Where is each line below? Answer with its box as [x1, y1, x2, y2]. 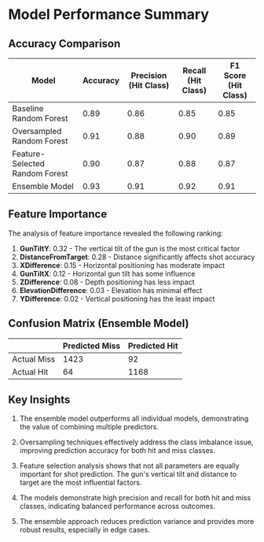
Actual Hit [12, 366, 49, 377]
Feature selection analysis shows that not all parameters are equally [19, 461, 240, 470]
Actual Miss [12, 353, 56, 364]
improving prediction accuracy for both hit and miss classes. [19, 446, 216, 455]
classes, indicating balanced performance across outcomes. [19, 502, 216, 511]
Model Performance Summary [8, 6, 210, 24]
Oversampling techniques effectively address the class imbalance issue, [19, 437, 254, 447]
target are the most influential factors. [19, 478, 142, 488]
